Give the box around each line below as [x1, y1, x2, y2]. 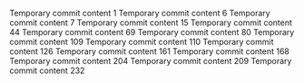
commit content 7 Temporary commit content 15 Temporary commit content [9, 17, 293, 28]
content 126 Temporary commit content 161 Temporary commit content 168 [9, 46, 290, 57]
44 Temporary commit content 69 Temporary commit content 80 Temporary [9, 27, 295, 37]
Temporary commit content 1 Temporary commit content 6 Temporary [9, 8, 270, 18]
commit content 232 [9, 65, 85, 76]
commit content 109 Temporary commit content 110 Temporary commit [9, 36, 274, 47]
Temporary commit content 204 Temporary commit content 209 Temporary [9, 56, 292, 66]
